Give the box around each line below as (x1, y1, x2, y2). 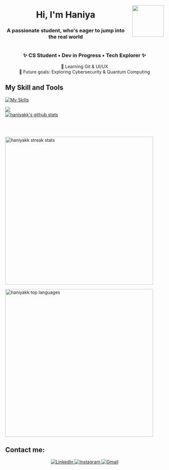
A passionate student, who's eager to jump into (7, 27, 125, 34)
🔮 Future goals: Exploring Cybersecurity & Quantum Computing (19, 68, 150, 74)
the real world (48, 33, 83, 40)
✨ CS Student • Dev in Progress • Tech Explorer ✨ (23, 52, 146, 59)
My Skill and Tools (5, 84, 64, 92)
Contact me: (5, 445, 45, 454)
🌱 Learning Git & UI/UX (61, 63, 108, 69)
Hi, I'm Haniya (36, 9, 96, 21)
